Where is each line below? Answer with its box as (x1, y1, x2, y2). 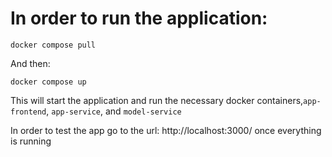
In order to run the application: (10, 7, 268, 30)
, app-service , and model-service (46, 105, 182, 117)
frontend (10, 107, 47, 117)
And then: (10, 57, 51, 69)
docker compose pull (10, 40, 97, 50)
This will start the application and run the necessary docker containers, (10, 94, 304, 106)
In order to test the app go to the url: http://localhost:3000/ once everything (10, 124, 322, 136)
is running (10, 135, 52, 147)
